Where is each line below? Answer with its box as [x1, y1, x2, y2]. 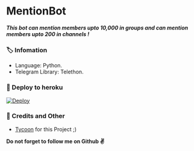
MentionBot [6, 4, 66, 18]
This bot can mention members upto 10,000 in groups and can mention [6, 24, 189, 31]
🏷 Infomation [6, 46, 48, 54]
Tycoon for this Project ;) [14, 125, 77, 133]
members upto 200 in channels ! [6, 30, 90, 37]
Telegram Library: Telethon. [14, 68, 84, 76]
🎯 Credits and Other [6, 112, 65, 120]
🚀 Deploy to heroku [6, 83, 63, 91]
